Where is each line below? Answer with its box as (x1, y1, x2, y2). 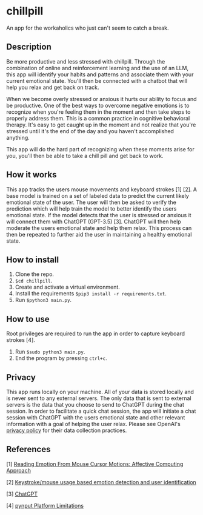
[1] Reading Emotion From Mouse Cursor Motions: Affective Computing (6, 460, 184, 467)
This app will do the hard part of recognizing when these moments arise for (6, 145, 195, 153)
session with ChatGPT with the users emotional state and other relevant (6, 414, 185, 421)
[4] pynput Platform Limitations (6, 502, 84, 509)
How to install (6, 254, 59, 264)
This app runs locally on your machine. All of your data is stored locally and (6, 389, 194, 395)
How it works (6, 169, 57, 180)
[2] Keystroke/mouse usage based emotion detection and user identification (6, 478, 197, 485)
